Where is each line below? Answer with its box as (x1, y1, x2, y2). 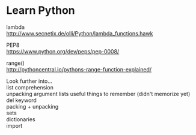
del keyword (6, 97, 37, 104)
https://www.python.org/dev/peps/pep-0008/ (6, 47, 120, 55)
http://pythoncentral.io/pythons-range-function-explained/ (6, 65, 152, 73)
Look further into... (6, 77, 53, 85)
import (6, 122, 23, 129)
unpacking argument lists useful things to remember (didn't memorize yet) (6, 90, 191, 97)
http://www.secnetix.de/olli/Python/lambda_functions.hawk (6, 29, 153, 37)
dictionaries (6, 115, 35, 123)
